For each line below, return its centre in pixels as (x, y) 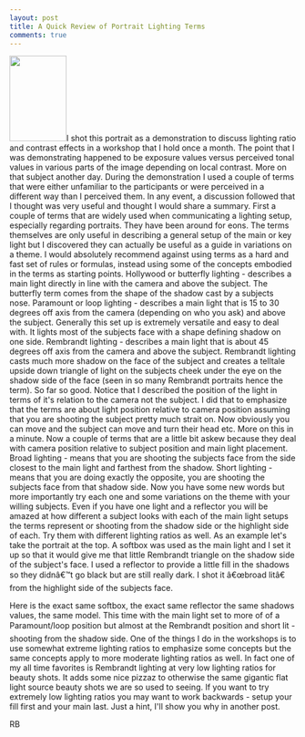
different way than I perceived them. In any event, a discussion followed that (152, 196)
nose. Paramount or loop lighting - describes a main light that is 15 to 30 (144, 303)
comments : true (38, 35)
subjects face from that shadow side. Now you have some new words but (147, 487)
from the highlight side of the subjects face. (91, 588)
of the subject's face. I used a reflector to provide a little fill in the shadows (149, 565)
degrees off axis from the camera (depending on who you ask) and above (147, 313)
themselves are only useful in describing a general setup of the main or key (151, 235)
